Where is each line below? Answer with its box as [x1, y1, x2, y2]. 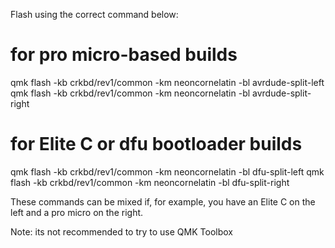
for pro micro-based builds [10, 44, 238, 66]
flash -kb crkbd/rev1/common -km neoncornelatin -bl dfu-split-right [10, 176, 290, 188]
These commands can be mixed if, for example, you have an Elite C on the [10, 195, 316, 208]
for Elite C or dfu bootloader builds [10, 133, 303, 156]
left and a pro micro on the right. [10, 206, 144, 218]
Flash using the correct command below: [10, 9, 179, 20]
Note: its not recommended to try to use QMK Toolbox [10, 225, 233, 238]
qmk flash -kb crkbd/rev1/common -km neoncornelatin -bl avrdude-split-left [10, 76, 325, 88]
